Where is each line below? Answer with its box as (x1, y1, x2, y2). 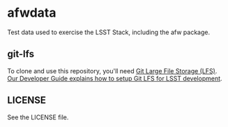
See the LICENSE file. (7, 113, 69, 121)
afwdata (7, 5, 56, 21)
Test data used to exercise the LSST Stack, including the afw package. (7, 28, 211, 36)
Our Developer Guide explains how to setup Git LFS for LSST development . (7, 74, 222, 82)
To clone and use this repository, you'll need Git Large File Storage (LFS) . (7, 66, 218, 75)
